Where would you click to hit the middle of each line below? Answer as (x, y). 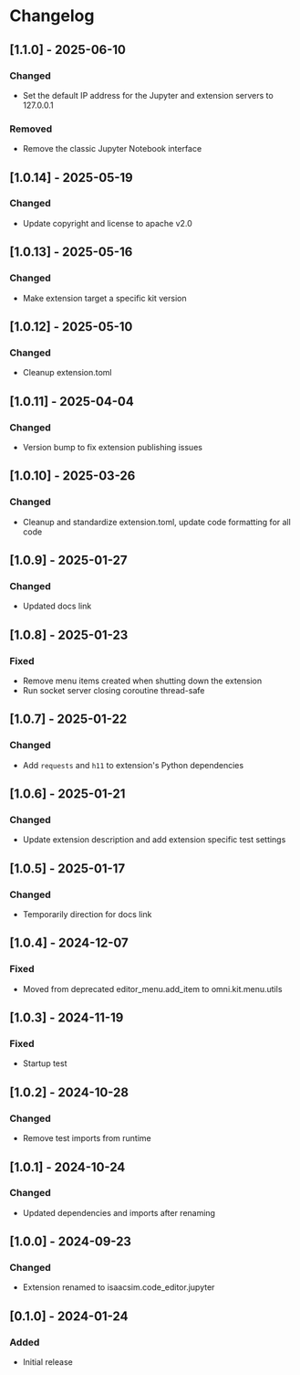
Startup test (45, 1063)
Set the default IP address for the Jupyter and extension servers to (148, 95)
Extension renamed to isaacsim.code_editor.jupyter (119, 1287)
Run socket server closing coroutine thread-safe (114, 690)
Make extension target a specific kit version (104, 298)
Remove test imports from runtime (87, 1138)
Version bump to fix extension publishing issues (113, 447)
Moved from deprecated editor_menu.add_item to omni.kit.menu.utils (152, 989)
